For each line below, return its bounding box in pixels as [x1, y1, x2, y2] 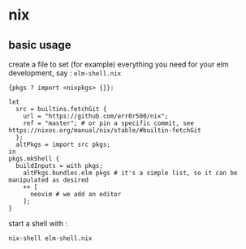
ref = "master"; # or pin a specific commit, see [23, 119, 195, 127]
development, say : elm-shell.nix [8, 68, 122, 78]
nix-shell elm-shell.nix [8, 234, 93, 243]
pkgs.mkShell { [8, 155, 60, 163]
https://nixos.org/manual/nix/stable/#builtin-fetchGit [8, 127, 201, 135]
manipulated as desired [8, 176, 89, 184]
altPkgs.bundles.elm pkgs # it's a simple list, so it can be [23, 169, 238, 177]
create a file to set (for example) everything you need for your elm [8, 59, 229, 69]
